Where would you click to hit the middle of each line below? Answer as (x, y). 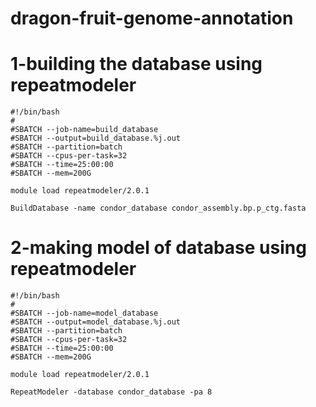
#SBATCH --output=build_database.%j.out (96, 138)
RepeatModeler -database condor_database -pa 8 (111, 392)
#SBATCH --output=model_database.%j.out (96, 322)
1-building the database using (136, 64)
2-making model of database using (158, 248)
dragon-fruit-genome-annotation (152, 18)
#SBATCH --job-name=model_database (84, 313)
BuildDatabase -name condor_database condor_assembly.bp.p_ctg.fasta (158, 208)
